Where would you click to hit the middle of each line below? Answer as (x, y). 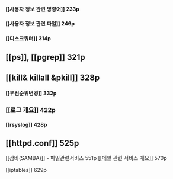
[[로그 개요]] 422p (31, 110)
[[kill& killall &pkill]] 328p (53, 77)
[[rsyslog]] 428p (26, 124)
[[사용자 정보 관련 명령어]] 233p (42, 9)
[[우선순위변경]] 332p (31, 93)
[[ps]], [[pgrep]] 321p (45, 57)
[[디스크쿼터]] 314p (28, 38)
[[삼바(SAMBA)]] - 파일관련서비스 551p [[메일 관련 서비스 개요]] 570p (86, 158)
